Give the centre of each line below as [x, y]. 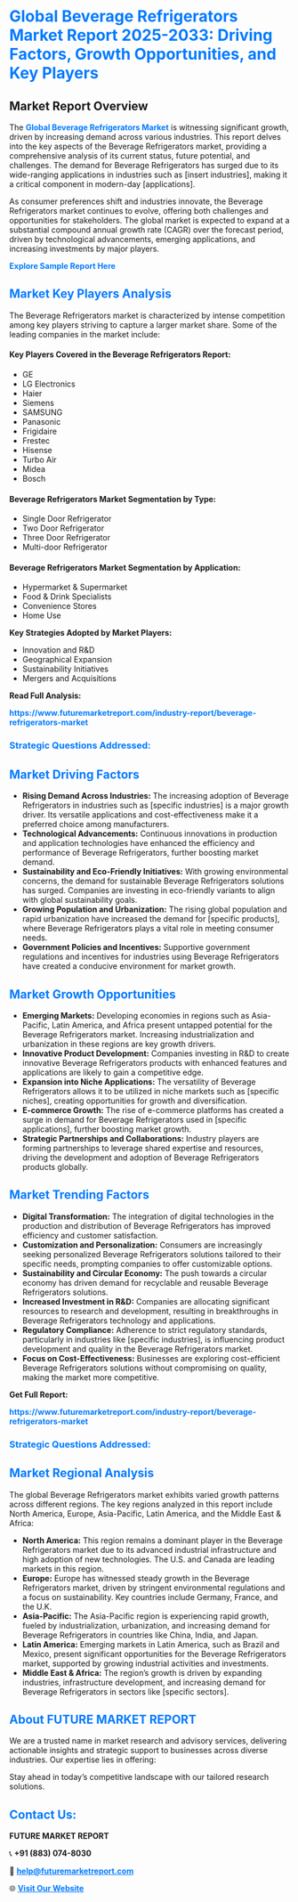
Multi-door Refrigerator [65, 547]
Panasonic [41, 422]
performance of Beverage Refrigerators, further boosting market [141, 853]
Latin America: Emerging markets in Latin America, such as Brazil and [151, 1644]
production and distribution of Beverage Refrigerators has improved [146, 1225]
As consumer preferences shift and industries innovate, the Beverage [137, 201]
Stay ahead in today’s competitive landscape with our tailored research [139, 1777]
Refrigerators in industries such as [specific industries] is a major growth [155, 805]
